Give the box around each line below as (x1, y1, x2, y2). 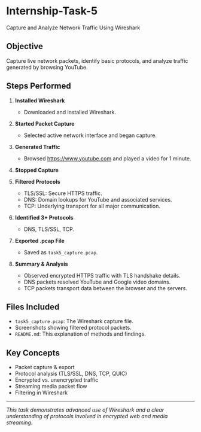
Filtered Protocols (14, 178, 61, 185)
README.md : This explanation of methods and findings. (14, 330, 147, 337)
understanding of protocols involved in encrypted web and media (6, 413, 168, 420)
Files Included (6, 302, 60, 312)
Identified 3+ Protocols (14, 214, 74, 221)
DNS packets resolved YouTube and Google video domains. (23, 278, 171, 285)
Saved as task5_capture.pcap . (23, 248, 98, 255)
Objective (6, 41, 44, 51)
